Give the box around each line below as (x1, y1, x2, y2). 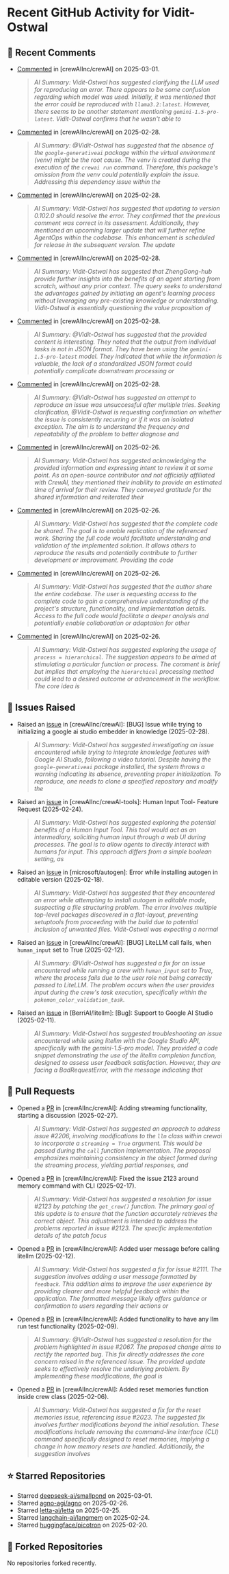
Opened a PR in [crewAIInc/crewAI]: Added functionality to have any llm (16, 1315, 219, 1323)
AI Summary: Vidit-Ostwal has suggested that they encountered (33, 889, 215, 897)
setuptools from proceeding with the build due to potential (33, 917, 198, 926)
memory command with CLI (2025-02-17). (16, 1182, 137, 1190)
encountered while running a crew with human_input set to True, (33, 966, 213, 974)
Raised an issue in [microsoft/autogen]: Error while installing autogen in (16, 868, 218, 876)
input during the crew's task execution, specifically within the (33, 988, 207, 996)
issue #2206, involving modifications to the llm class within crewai (33, 1131, 222, 1140)
